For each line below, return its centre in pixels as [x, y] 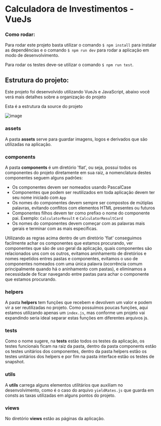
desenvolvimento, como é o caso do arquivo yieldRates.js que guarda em [80, 390]
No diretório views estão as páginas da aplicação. [55, 419]
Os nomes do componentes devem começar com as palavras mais [78, 223]
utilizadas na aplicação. [29, 144]
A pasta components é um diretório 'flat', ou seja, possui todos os [71, 167]
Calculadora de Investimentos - [69, 9]
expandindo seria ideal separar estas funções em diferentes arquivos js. [77, 318]
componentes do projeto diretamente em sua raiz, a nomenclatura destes [78, 172]
